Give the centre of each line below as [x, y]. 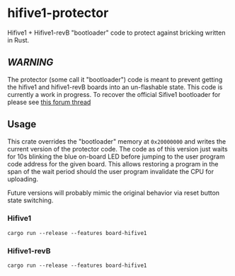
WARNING [30, 63]
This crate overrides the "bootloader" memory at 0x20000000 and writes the [117, 141]
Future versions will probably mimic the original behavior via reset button [114, 192]
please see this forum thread [49, 102]
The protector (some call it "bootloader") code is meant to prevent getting [115, 79]
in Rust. [18, 40]
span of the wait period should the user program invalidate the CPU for [111, 171]
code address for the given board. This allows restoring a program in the [113, 163]
